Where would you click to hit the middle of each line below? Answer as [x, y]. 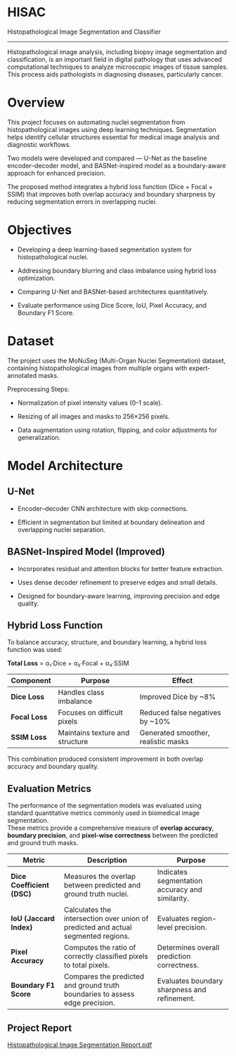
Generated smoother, [175, 733]
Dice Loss [27, 697]
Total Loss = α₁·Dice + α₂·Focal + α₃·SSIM [68, 663]
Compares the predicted [104, 977]
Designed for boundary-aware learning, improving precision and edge [118, 596]
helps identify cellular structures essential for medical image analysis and [113, 137]
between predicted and [102, 885]
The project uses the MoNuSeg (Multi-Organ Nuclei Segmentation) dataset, [117, 360]
